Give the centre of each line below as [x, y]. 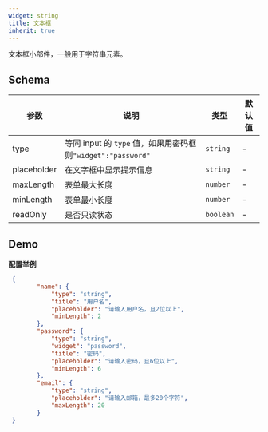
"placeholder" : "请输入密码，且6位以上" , [114, 361]
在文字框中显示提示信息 [109, 170]
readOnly [30, 215]
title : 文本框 [30, 23]
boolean [220, 215]
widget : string [33, 16]
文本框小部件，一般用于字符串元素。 [68, 54]
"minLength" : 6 [76, 368]
